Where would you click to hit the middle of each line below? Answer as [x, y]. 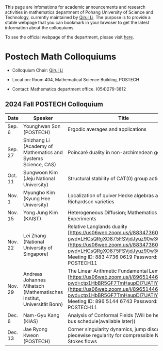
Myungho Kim [39, 193]
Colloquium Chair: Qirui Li [38, 70]
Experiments [82, 218]
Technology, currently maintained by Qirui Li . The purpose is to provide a [78, 17]
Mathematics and [43, 152]
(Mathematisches [43, 292]
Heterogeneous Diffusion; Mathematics [112, 212]
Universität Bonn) [43, 304]
